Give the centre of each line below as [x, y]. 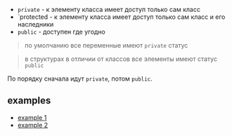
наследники [36, 24]
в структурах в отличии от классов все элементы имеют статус [121, 59]
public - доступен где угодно [61, 32]
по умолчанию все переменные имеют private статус [106, 45]
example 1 [32, 117]
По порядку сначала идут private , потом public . [80, 79]
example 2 [33, 125]
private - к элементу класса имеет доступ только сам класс [109, 9]
